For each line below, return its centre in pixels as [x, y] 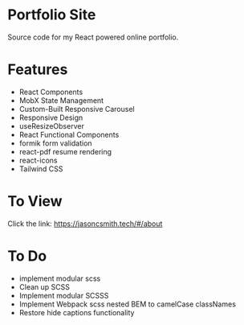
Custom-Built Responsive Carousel [77, 109]
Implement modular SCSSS [64, 295]
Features [38, 70]
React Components [51, 92]
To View [35, 202]
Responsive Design [51, 117]
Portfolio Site [52, 15]
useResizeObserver [52, 125]
